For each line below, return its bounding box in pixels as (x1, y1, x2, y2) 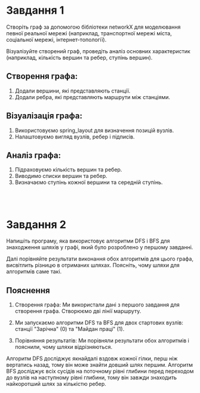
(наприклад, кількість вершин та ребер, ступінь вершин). (6, 54, 153, 61)
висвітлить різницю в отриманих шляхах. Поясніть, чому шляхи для (6, 262, 180, 269)
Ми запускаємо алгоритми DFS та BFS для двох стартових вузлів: (14, 319, 184, 326)
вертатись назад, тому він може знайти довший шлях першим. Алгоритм (6, 361, 193, 369)
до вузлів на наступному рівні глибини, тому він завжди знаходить (6, 374, 177, 381)
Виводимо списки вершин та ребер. (14, 173, 107, 180)
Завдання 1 (6, 4, 64, 17)
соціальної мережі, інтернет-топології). (6, 36, 107, 43)
